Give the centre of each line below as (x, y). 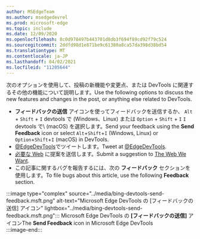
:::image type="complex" (37, 194)
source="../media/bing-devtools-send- (116, 194)
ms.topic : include (29, 28)
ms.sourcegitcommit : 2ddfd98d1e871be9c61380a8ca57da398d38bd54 (87, 45)
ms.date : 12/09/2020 (32, 34)
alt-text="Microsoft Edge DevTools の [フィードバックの (125, 201)
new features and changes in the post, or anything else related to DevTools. (99, 99)
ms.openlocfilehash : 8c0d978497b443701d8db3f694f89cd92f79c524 (87, 39)
